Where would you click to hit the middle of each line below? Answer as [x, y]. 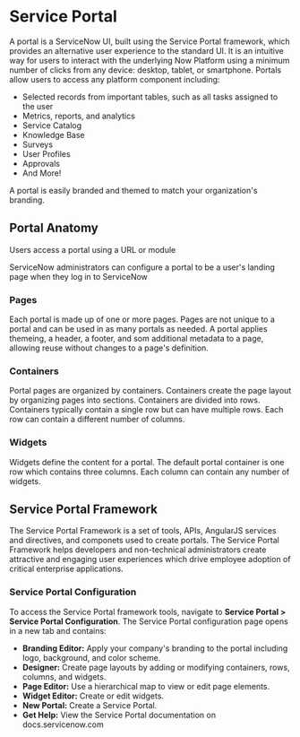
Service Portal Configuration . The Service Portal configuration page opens [149, 621]
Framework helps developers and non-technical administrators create [138, 550]
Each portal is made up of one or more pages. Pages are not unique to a [142, 319]
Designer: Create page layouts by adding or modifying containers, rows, [156, 667]
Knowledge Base [53, 134]
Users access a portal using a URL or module [93, 249]
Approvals [41, 163]
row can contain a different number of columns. [97, 420]
